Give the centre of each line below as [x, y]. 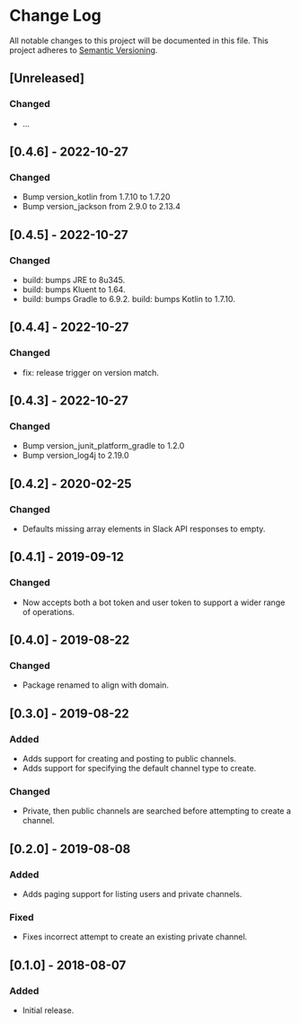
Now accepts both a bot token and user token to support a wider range [154, 602]
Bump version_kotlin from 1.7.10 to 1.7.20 [96, 197]
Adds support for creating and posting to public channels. [129, 759]
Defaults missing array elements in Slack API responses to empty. [144, 529]
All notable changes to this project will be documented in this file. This [139, 40]
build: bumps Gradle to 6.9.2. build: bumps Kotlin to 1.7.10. [128, 299]
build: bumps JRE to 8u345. [74, 280]
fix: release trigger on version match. [91, 372]
